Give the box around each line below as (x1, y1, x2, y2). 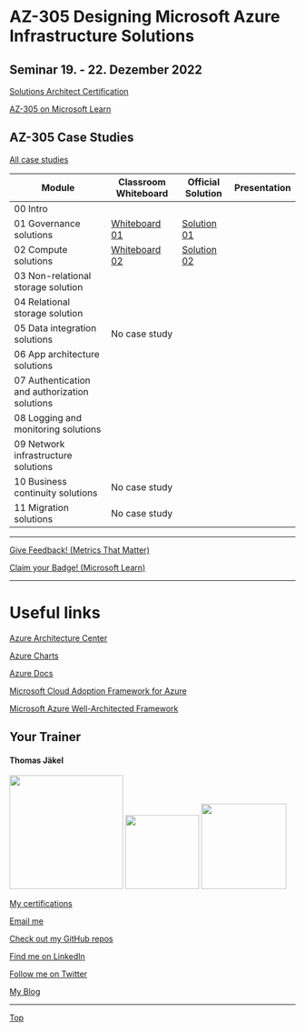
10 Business (14, 475, 67, 487)
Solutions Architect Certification (9, 86, 129, 96)
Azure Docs (9, 667, 54, 678)
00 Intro (14, 202, 48, 215)
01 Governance (14, 216, 81, 229)
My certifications (9, 898, 73, 909)
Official (187, 175, 221, 188)
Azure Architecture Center (9, 632, 108, 643)
